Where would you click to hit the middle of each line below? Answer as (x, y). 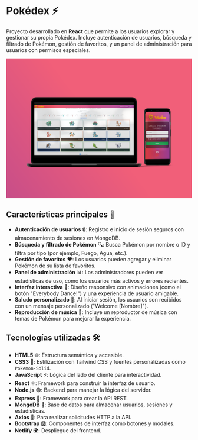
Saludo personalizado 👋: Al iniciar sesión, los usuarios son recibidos (98, 299)
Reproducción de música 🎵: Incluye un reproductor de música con (96, 312)
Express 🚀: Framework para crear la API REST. (71, 398)
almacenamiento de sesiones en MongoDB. (67, 238)
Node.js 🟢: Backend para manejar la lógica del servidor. (83, 390)
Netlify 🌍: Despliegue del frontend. (58, 430)
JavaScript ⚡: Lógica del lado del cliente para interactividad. (88, 374)
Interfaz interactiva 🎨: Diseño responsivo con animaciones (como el (98, 287)
